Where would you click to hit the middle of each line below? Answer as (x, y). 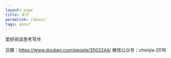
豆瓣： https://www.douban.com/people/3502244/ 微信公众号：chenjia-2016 (86, 50)
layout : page (19, 10)
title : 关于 (17, 15)
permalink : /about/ (26, 19)
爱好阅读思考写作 (23, 39)
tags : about (18, 24)
